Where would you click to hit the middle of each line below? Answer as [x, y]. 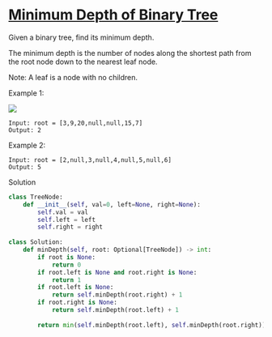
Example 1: [26, 93]
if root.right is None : [77, 303]
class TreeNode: [36, 197]
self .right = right [70, 227]
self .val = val [63, 212]
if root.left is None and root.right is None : [117, 272]
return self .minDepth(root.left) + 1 [115, 310]
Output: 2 [25, 130]
